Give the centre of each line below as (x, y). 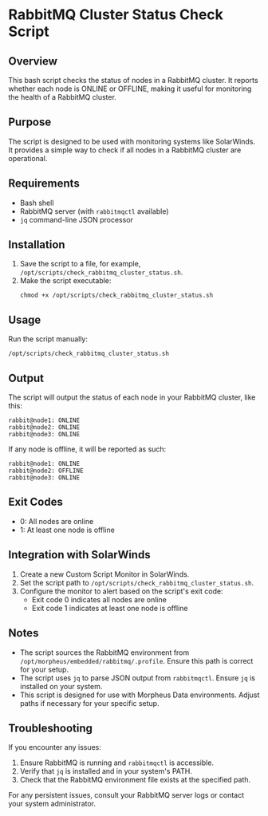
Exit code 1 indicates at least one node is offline (110, 608)
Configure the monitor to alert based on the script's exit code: (121, 591)
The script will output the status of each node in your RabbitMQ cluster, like (132, 397)
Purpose (30, 122)
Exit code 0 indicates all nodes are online (99, 599)
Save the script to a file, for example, (80, 264)
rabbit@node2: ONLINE (44, 428)
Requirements (44, 184)
